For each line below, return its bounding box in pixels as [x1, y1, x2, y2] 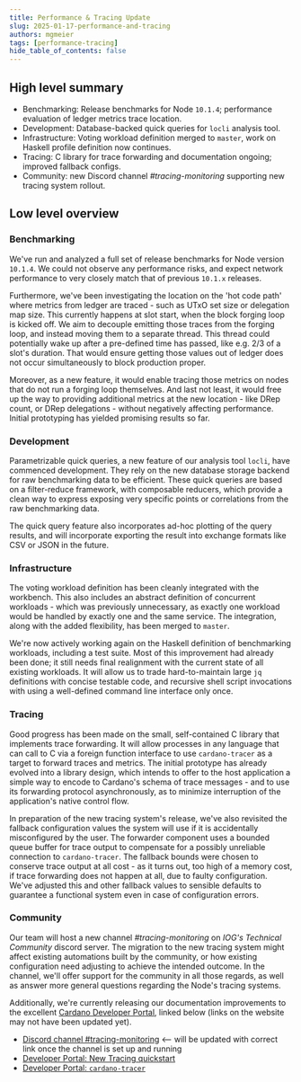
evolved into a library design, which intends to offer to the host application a [9, 767, 291, 777]
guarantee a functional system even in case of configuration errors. [9, 889, 259, 900]
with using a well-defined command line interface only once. [9, 686, 234, 696]
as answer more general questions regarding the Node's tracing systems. [9, 980, 281, 990]
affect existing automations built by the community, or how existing [9, 951, 258, 962]
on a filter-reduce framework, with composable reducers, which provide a [9, 483, 283, 494]
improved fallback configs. [22, 161, 121, 172]
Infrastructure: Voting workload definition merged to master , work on [22, 132, 277, 143]
